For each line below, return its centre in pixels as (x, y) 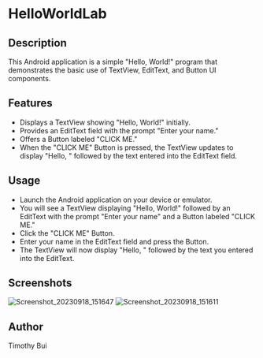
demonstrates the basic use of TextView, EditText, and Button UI (112, 70)
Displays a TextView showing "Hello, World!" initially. (105, 122)
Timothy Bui (28, 346)
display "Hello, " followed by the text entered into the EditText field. (128, 155)
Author (26, 327)
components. (30, 78)
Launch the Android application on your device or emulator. (116, 200)
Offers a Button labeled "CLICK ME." (78, 139)
